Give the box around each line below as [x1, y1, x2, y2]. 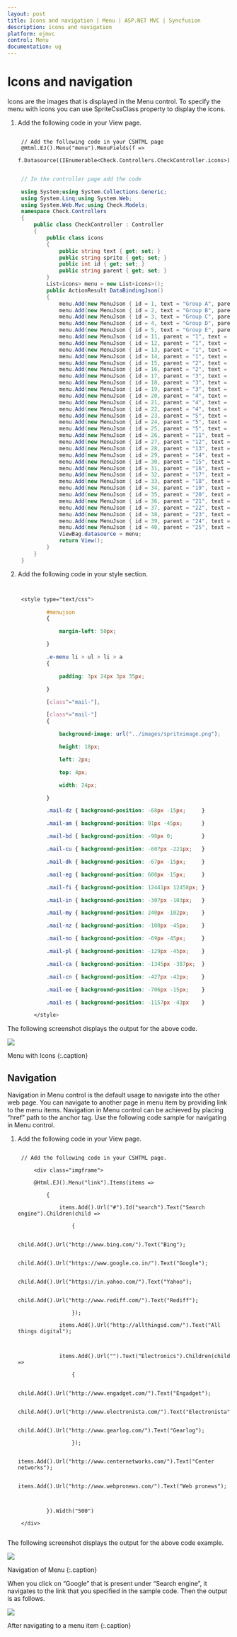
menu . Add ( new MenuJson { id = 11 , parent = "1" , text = [59, 333, 228, 341]
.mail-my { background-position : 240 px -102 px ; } [46, 909, 205, 917]
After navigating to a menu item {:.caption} [7, 1621, 132, 1630]
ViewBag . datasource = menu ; [59, 530, 142, 538]
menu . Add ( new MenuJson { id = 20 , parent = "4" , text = [59, 392, 228, 399]
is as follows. [7, 1595, 45, 1603]
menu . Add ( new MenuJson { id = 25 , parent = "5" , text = [59, 426, 228, 433]
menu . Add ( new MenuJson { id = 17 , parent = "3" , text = [59, 372, 228, 380]
